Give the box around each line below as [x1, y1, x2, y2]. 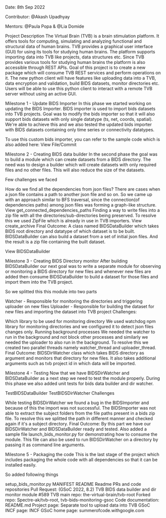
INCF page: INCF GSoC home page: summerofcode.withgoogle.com [5, 508, 145, 513]
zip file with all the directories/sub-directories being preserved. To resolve [5, 212, 157, 218]
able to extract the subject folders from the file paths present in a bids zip [5, 411, 155, 416]
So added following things [5, 471, 58, 477]
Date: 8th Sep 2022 [5, 4, 46, 10]
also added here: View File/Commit [5, 142, 77, 148]
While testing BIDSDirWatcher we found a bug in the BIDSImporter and [5, 400, 149, 406]
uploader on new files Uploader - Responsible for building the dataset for [5, 304, 155, 309]
